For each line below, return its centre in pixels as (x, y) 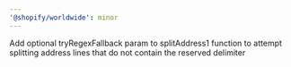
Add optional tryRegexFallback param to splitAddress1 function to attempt (146, 43)
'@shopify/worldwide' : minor (64, 17)
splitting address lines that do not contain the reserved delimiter (128, 52)
